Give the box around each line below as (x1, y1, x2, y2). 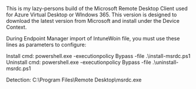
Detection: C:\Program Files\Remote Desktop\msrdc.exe (6, 76, 142, 83)
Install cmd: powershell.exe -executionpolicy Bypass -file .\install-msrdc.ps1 (6, 53, 191, 59)
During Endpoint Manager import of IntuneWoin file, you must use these (6, 35, 180, 42)
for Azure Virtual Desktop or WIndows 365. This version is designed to (6, 11, 177, 18)
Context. (6, 23, 27, 30)
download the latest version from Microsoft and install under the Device (6, 18, 180, 24)
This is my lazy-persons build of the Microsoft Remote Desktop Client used (6, 5, 188, 12)
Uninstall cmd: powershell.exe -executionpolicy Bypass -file (6, 59, 151, 66)
